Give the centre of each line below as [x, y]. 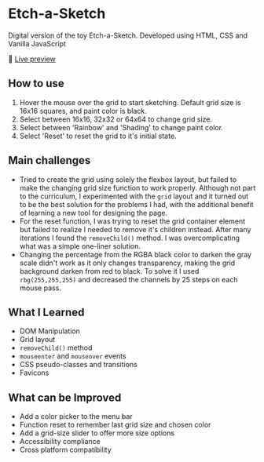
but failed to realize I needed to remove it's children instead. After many [135, 229]
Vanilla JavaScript [37, 43]
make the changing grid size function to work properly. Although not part [137, 187]
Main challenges [49, 160]
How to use [36, 84]
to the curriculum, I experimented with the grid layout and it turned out [134, 196]
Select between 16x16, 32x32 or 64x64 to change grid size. [116, 119]
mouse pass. [40, 288]
